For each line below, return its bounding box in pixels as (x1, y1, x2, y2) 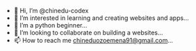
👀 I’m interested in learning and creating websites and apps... (13, 14, 189, 22)
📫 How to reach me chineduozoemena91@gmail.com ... (13, 37, 174, 44)
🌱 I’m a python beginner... (13, 21, 88, 29)
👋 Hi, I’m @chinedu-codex (13, 7, 89, 14)
